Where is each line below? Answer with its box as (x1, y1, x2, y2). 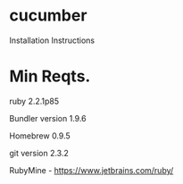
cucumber (9, 5, 87, 26)
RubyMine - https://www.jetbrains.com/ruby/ (9, 164, 174, 175)
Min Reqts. (9, 66, 91, 87)
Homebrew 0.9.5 (9, 130, 71, 141)
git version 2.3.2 (9, 147, 70, 158)
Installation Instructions (9, 35, 96, 46)
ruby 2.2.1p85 (9, 96, 60, 106)
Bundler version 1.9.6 (9, 113, 87, 123)
